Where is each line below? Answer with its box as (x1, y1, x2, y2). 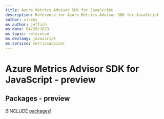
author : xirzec (5, 17, 38, 22)
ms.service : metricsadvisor (5, 41, 66, 46)
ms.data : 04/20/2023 (5, 27, 50, 32)
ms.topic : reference (5, 31, 50, 36)
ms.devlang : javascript (5, 36, 56, 42)
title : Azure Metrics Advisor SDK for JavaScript (5, 7, 114, 13)
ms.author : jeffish (5, 22, 47, 27)
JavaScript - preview (5, 74, 96, 85)
